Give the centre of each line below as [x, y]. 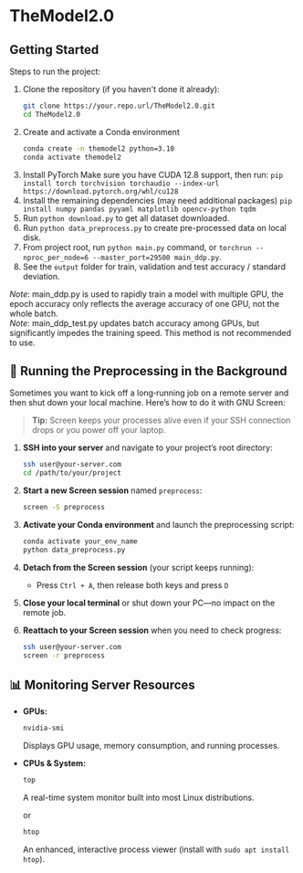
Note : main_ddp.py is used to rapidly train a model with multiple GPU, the [147, 294]
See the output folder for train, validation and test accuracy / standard [154, 267]
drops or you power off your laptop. [99, 430]
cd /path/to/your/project [72, 473]
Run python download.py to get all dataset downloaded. [126, 218]
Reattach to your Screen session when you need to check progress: [152, 630]
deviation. [42, 276]
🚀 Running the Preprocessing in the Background [148, 371]
